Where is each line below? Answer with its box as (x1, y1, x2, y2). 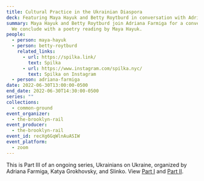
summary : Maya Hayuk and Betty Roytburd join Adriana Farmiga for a (6, 20, 183, 26)
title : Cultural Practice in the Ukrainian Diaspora (6, 9, 143, 15)
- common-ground (12, 104, 53, 111)
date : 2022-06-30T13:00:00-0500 (6, 83, 88, 89)
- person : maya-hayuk (12, 37, 67, 43)
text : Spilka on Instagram (28, 71, 97, 77)
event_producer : (6, 122, 47, 128)
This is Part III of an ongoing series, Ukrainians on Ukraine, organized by (6, 161, 187, 168)
